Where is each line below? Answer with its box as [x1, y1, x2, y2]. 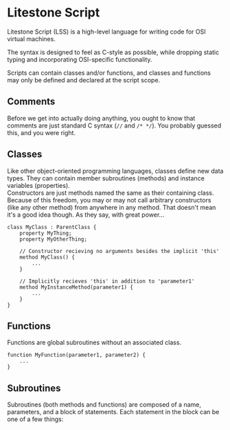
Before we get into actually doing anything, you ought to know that [7, 114, 196, 122]
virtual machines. [7, 34, 56, 43]
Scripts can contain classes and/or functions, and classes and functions [7, 69, 211, 77]
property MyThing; [19, 230, 72, 237]
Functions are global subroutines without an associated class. [7, 338, 182, 347]
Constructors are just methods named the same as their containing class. [7, 189, 214, 197]
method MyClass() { [19, 254, 76, 261]
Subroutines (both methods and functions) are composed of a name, [7, 401, 201, 409]
